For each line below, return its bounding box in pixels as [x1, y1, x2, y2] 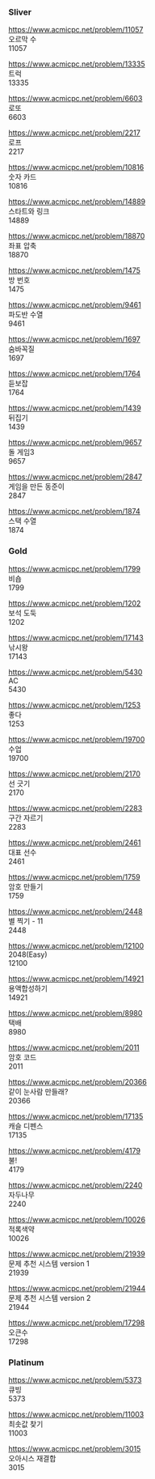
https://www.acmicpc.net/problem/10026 [8, 1214, 146, 1224]
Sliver [8, 6, 32, 18]
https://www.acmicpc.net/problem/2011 [8, 1043, 140, 1052]
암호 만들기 [8, 882, 44, 891]
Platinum [8, 1357, 44, 1368]
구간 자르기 [8, 813, 44, 822]
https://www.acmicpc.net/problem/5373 [8, 1375, 142, 1384]
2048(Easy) [8, 950, 48, 959]
